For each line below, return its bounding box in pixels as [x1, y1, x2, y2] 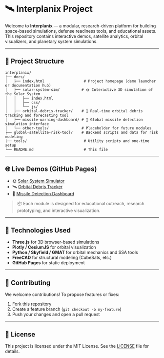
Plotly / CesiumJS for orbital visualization [12, 244, 96, 250]
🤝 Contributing [5, 278, 51, 287]
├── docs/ [5, 74, 25, 79]
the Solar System [5, 91, 41, 96]
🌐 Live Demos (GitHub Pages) [5, 165, 97, 173]
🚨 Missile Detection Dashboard [12, 190, 75, 196]
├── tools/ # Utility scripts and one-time [5, 138, 150, 144]
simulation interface [5, 121, 49, 126]
